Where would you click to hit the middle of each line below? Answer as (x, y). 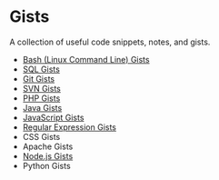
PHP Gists (41, 98)
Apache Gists (48, 146)
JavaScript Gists (53, 117)
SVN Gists (41, 88)
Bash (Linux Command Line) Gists (86, 59)
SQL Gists (41, 69)
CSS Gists (41, 136)
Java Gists (42, 107)
